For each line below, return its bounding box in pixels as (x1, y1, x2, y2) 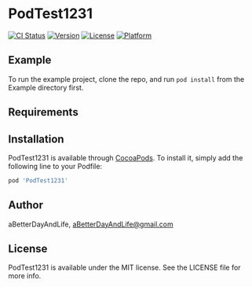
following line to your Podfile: (8, 161, 103, 171)
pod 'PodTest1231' (8, 176, 68, 185)
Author (8, 198, 43, 212)
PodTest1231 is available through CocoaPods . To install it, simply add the (8, 153, 243, 162)
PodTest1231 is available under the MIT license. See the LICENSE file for (8, 263, 241, 272)
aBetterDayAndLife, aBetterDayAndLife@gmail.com (8, 219, 174, 229)
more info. (8, 271, 42, 281)
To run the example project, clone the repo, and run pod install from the (8, 74, 245, 83)
